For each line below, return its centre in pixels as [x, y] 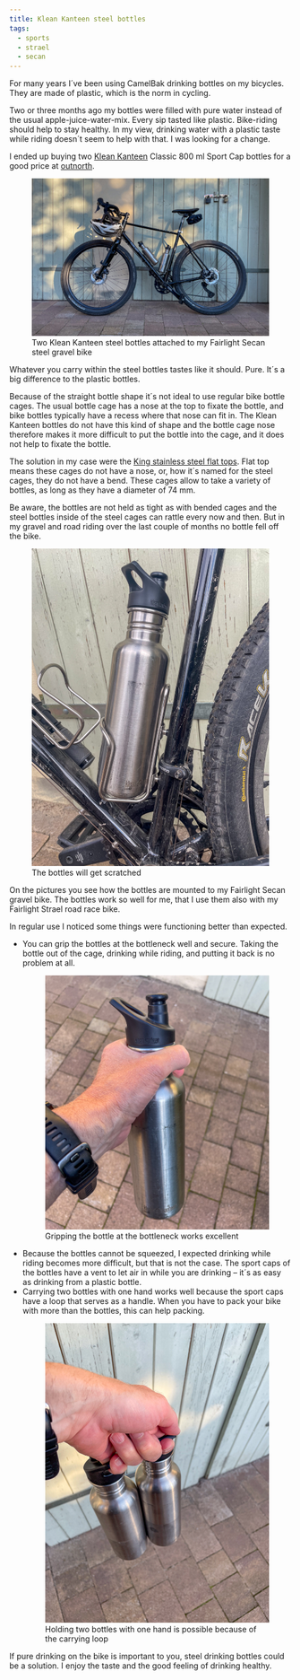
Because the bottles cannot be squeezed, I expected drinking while [146, 1254]
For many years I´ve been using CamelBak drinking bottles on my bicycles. [147, 83]
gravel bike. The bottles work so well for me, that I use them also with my [144, 899]
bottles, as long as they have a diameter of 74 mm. [103, 490]
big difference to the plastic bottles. [75, 379]
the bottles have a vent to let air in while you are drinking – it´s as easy [152, 1273]
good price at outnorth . [52, 166]
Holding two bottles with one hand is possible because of [150, 1630]
